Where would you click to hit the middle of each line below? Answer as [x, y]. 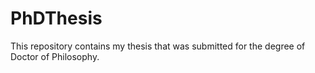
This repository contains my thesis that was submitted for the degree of [158, 46]
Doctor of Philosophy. [55, 56]
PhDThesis [56, 18]
